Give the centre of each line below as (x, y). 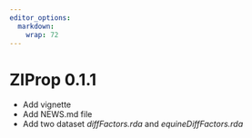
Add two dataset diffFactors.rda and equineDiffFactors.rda (133, 124)
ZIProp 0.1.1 (53, 79)
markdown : (36, 26)
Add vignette (47, 104)
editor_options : (40, 18)
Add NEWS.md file (57, 114)
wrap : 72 (42, 34)
